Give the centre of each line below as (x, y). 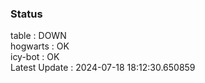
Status (26, 14)
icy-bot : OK (35, 57)
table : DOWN (38, 36)
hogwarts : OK (40, 46)
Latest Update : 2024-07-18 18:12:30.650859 (103, 68)
